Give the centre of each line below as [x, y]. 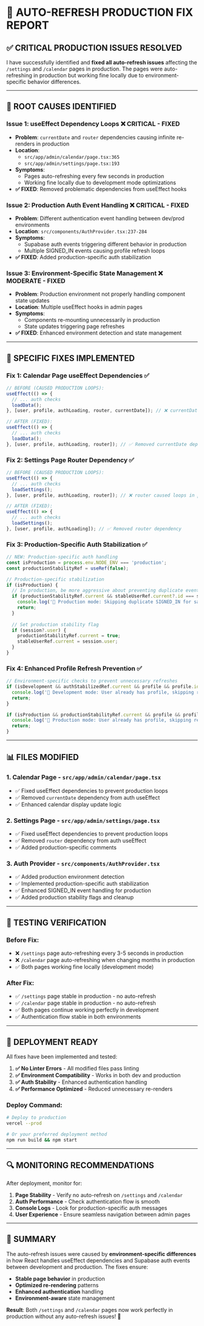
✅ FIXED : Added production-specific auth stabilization [83, 257]
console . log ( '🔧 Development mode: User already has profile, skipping [103, 692]
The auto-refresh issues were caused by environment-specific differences [101, 1254]
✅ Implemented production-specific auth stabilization [82, 884]
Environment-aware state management [65, 1298]
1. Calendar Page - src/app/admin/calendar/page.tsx [84, 777]
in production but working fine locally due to [88, 75]
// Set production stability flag [55, 624]
